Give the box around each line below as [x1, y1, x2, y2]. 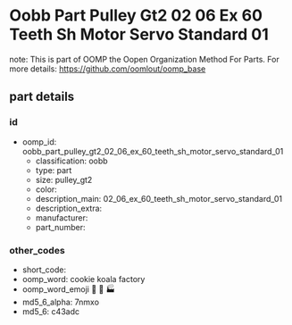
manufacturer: [35, 212, 88, 223]
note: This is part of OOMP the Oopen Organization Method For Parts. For [9, 54, 279, 64]
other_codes [9, 244, 65, 256]
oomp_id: [21, 136, 57, 147]
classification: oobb [35, 155, 109, 166]
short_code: [21, 264, 67, 275]
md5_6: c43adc [21, 305, 80, 317]
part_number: [35, 221, 86, 232]
